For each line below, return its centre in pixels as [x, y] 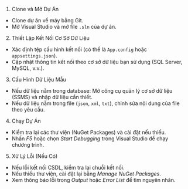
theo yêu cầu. [28, 109]
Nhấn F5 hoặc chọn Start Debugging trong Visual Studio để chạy [90, 139]
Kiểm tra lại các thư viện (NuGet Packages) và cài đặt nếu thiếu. [89, 132]
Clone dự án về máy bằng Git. [47, 20]
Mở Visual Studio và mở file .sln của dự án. [64, 27]
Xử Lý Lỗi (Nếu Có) [35, 156]
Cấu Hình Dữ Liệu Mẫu [39, 80]
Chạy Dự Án [26, 121]
